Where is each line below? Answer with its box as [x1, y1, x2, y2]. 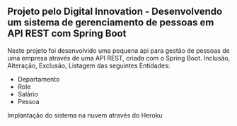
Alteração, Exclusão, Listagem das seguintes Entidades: [7, 61, 170, 70]
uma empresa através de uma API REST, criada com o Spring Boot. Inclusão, [7, 53, 231, 62]
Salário [17, 89, 39, 98]
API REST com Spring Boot [7, 27, 127, 39]
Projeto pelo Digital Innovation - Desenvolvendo [7, 6, 223, 18]
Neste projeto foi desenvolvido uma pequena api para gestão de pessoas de [7, 46, 230, 55]
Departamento [17, 75, 60, 83]
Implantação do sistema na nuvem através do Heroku [7, 111, 163, 119]
